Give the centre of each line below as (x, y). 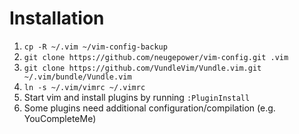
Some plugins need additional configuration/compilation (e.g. (149, 108)
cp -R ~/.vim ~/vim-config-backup (95, 47)
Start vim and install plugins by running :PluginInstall (137, 97)
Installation (57, 18)
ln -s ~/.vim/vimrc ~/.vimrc (84, 87)
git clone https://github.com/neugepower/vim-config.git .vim (156, 57)
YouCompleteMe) (60, 118)
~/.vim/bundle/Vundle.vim (77, 77)
